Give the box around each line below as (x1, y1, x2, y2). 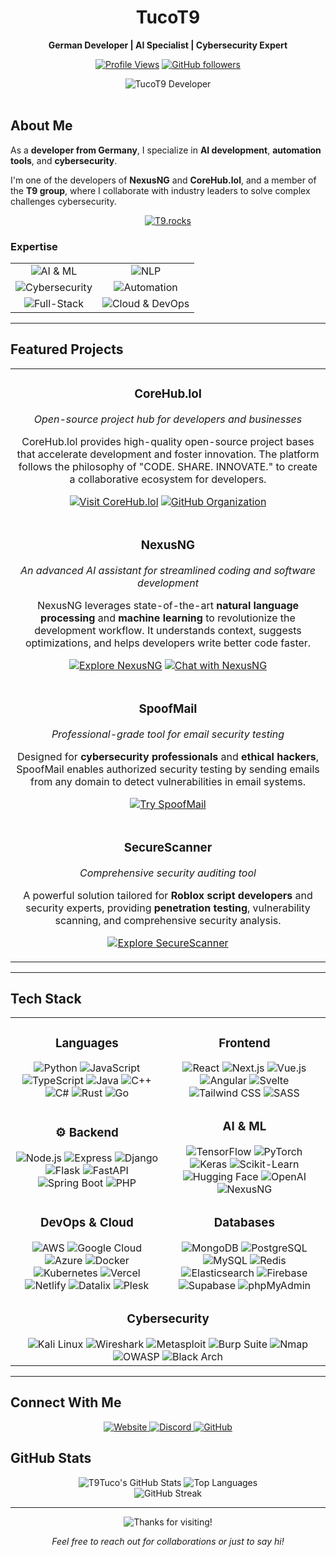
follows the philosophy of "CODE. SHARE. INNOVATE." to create (18, 459, 318, 473)
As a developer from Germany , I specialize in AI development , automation (10, 144, 322, 156)
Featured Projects (10, 341, 124, 358)
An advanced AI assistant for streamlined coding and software (20, 563, 316, 577)
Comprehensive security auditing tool (79, 866, 257, 880)
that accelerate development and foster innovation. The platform (16, 447, 320, 461)
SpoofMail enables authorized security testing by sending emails (16, 762, 320, 776)
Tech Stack (10, 990, 82, 1007)
